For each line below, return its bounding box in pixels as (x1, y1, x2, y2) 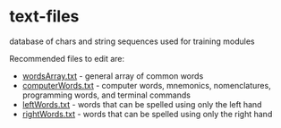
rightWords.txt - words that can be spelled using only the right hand (21, 108, 273, 119)
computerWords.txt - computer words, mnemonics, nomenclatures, (21, 80, 271, 90)
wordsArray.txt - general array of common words (21, 70, 204, 81)
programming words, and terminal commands (21, 90, 191, 100)
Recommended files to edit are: (9, 53, 125, 64)
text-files (9, 6, 80, 27)
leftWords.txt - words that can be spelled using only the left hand (21, 98, 262, 109)
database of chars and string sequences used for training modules (9, 36, 255, 47)
